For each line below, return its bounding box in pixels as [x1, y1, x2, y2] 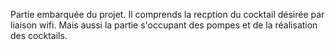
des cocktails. [10, 30, 68, 41]
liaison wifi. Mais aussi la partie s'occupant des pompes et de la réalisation [10, 19, 318, 31]
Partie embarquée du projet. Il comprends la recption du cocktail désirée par [10, 9, 325, 20]
